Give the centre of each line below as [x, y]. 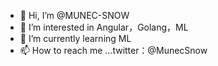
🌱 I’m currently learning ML [75, 38]
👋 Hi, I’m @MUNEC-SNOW [74, 15]
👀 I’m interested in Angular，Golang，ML [104, 27]
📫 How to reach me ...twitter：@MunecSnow [113, 50]
